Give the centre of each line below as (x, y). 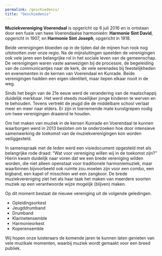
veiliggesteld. (18, 138)
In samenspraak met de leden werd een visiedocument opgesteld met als (78, 148)
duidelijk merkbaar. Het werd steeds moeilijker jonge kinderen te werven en (81, 98)
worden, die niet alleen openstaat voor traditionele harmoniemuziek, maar (79, 163)
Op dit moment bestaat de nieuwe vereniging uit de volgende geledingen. (78, 193)
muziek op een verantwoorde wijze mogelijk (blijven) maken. (65, 184)
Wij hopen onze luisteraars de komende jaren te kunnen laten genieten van (80, 238)
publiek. (13, 248)
